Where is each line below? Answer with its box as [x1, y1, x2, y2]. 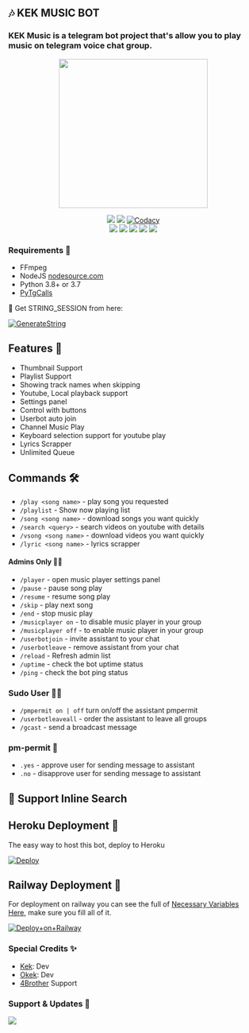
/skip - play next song [19, 600, 94, 609]
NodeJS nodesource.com [19, 270, 104, 281]
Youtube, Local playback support [19, 388, 128, 398]
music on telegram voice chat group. [8, 40, 153, 51]
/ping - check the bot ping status [19, 667, 128, 677]
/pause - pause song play [19, 583, 103, 592]
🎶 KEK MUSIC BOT [8, 6, 101, 20]
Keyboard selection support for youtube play [19, 430, 167, 440]
